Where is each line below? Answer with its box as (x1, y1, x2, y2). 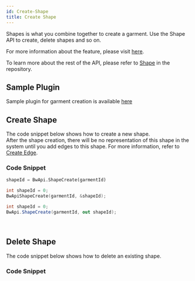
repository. (6, 65, 32, 72)
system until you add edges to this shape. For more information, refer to (6, 143, 180, 150)
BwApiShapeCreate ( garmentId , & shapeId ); (6, 193, 107, 199)
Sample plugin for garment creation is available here (6, 98, 133, 105)
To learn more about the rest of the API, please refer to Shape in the (6, 59, 170, 66)
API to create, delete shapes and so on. (6, 36, 102, 43)
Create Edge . (6, 149, 38, 156)
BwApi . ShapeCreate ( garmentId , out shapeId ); (6, 209, 117, 215)
